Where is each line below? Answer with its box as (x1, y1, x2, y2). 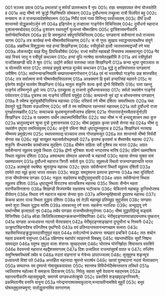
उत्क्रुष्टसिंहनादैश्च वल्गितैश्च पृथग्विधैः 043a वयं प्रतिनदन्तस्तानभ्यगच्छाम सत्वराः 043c (5, 225, 139, 230)
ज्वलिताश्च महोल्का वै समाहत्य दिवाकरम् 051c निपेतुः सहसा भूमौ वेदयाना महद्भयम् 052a (5, 269, 141, 274)
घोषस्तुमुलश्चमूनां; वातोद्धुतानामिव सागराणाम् (5, 285, 70, 291)
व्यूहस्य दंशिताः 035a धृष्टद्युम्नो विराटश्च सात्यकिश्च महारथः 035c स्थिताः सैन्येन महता (5, 181, 138, 186)
